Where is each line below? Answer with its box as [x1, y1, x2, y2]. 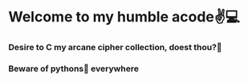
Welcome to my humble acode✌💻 [8, 8, 241, 26]
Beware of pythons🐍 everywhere [8, 63, 139, 74]
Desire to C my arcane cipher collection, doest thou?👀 [8, 42, 222, 53]
